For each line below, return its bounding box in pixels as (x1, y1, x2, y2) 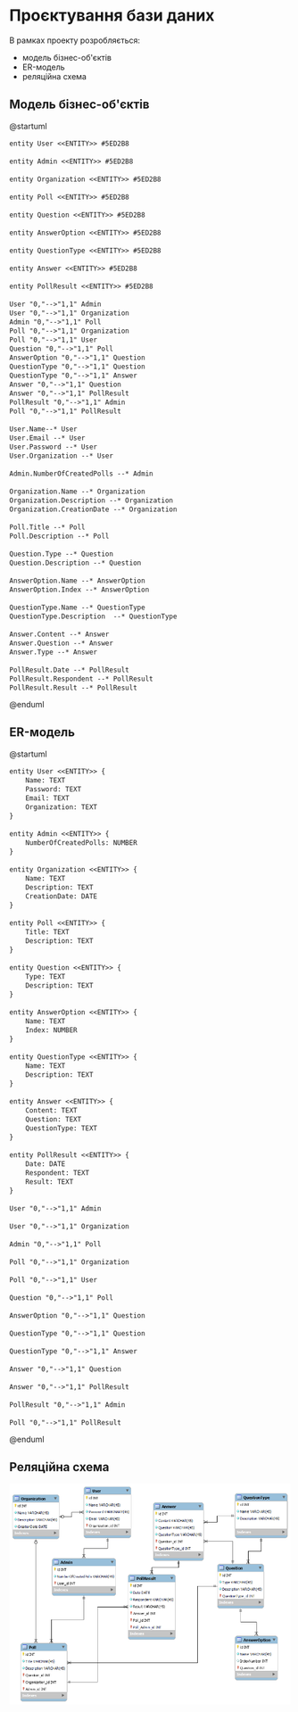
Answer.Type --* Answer (9, 648, 98, 657)
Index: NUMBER (25, 1025, 78, 1035)
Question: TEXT (25, 1114, 82, 1124)
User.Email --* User (9, 434, 87, 442)
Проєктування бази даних (9, 5, 215, 26)
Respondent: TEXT (25, 1168, 90, 1178)
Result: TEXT (25, 1177, 74, 1187)
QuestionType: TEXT (25, 1123, 98, 1133)
